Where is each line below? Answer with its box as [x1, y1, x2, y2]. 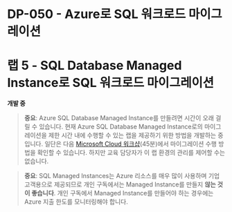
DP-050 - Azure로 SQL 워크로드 [7, 6, 186, 22]
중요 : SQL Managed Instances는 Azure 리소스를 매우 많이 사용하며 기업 [24, 172, 220, 180]
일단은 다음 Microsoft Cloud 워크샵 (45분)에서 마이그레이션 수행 [44, 139, 217, 148]
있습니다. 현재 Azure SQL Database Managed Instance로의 [39, 122, 203, 131]
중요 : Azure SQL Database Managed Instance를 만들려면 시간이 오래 [24, 114, 215, 122]
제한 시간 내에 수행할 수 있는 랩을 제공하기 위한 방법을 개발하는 [48, 131, 217, 139]
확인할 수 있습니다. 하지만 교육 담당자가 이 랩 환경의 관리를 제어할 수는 [37, 148, 226, 157]
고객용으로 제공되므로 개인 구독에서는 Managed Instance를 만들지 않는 [24, 180, 216, 189]
